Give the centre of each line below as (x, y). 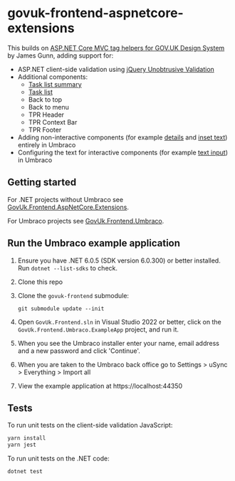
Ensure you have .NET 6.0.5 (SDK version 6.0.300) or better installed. (119, 260)
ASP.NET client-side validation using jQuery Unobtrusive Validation (116, 69)
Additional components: (53, 77)
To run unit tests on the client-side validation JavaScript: (90, 425)
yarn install (27, 438)
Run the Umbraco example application (94, 243)
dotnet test (25, 472)
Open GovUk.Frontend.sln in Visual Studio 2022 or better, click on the (120, 322)
